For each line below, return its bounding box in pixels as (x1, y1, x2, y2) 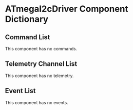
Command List (5, 33, 50, 41)
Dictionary (5, 14, 49, 25)
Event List (5, 87, 36, 95)
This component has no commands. (5, 46, 77, 51)
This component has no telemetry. (5, 73, 74, 79)
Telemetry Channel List (5, 60, 77, 68)
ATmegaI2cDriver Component (5, 3, 129, 15)
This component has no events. (5, 99, 68, 105)
